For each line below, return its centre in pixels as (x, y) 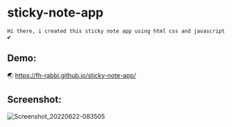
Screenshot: (34, 100)
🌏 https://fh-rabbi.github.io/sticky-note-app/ (72, 75)
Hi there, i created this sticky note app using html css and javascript (116, 31)
